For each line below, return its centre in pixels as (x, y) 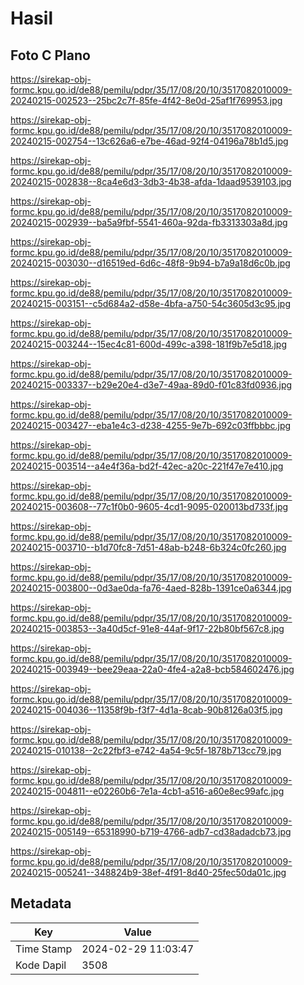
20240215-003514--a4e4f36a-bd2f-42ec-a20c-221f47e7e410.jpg (147, 466)
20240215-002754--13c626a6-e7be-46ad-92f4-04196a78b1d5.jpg (149, 141)
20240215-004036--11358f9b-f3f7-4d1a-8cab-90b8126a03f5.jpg (146, 710)
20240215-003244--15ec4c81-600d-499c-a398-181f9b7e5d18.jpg (148, 344)
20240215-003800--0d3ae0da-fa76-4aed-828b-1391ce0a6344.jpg (151, 588)
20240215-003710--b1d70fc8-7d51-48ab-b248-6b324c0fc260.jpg (148, 547)
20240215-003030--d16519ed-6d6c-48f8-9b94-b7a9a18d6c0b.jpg (150, 263)
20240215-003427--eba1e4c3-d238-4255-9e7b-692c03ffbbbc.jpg (151, 425)
